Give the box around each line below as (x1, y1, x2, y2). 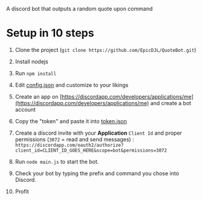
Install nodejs (15, 57, 48, 65)
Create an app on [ (15, 93, 62, 100)
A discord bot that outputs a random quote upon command (6, 5, 153, 12)
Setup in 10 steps (6, 27, 94, 40)
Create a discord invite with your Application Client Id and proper (15, 129, 183, 137)
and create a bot (150, 99, 192, 106)
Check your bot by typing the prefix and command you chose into (15, 169, 180, 177)
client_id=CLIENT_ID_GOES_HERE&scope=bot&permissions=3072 (15, 147, 168, 153)
